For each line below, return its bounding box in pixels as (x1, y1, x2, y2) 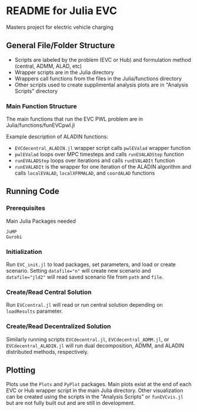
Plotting (6, 366, 36, 376)
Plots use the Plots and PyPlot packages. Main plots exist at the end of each (6, 381, 192, 388)
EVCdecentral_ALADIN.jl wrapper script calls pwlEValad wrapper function (14, 145, 191, 152)
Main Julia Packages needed (6, 217, 76, 225)
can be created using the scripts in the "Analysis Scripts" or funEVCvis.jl (6, 393, 183, 400)
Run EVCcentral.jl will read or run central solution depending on (6, 302, 163, 309)
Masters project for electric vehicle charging (6, 24, 113, 31)
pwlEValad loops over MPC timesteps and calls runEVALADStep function (14, 151, 184, 158)
